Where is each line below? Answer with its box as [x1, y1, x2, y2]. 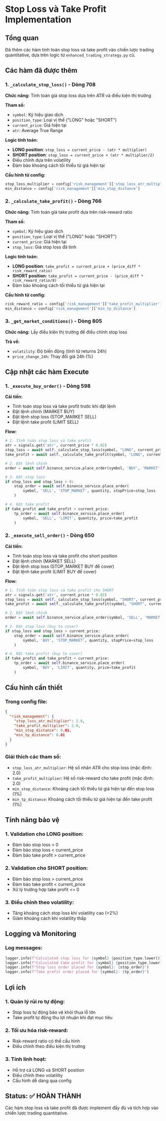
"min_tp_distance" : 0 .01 [14, 732, 65, 738]
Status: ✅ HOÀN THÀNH [5, 1092, 82, 1100]
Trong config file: [5, 699, 48, 705]
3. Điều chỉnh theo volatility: [5, 899, 74, 906]
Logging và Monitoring [5, 930, 77, 938]
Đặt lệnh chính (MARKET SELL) [12, 558, 76, 564]
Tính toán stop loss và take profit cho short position [12, 553, 118, 559]
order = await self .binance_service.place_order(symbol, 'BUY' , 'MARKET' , [5, 466, 163, 470]
